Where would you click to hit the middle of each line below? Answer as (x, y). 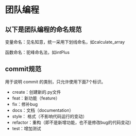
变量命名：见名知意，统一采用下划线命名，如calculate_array (65, 42)
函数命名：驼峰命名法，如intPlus (37, 52)
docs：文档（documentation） (43, 110)
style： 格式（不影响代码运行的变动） (50, 116)
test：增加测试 (26, 128)
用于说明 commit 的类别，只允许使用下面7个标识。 (55, 82)
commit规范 (23, 69)
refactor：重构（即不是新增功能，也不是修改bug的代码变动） (73, 122)
